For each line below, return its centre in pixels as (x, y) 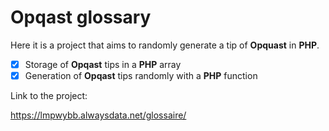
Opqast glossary (81, 17)
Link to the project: (49, 96)
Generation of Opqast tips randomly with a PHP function (141, 75)
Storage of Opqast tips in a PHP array (103, 64)
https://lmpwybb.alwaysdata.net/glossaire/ (98, 115)
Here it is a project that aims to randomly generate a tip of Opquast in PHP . (165, 45)
